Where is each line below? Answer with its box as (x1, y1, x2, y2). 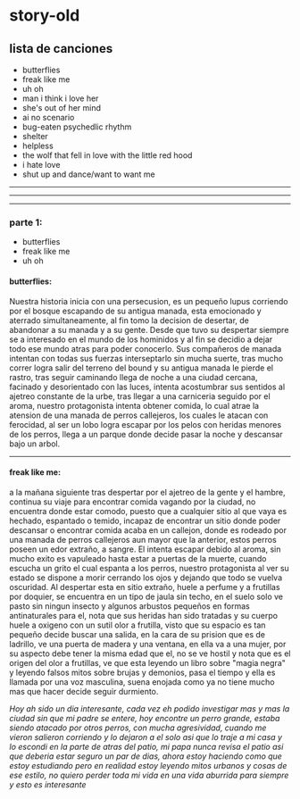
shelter (21, 131, 49, 141)
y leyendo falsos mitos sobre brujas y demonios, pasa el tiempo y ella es (9, 667, 276, 678)
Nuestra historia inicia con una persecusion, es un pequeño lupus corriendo (9, 295, 288, 306)
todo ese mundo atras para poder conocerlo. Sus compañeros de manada (9, 343, 282, 354)
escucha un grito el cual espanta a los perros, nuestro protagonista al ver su (9, 562, 290, 573)
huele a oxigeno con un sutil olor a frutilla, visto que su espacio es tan (9, 620, 266, 630)
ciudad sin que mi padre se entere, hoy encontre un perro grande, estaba (9, 712, 280, 723)
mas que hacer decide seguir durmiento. (9, 686, 159, 696)
